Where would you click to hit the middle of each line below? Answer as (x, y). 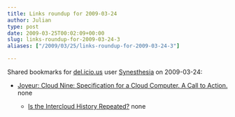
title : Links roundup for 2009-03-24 (62, 14)
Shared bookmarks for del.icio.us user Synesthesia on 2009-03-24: (105, 72)
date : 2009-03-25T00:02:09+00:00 (56, 33)
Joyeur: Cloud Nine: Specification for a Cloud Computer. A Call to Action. (122, 85)
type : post (23, 26)
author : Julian (29, 20)
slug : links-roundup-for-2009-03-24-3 (64, 40)
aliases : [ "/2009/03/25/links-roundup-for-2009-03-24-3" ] (93, 46)
